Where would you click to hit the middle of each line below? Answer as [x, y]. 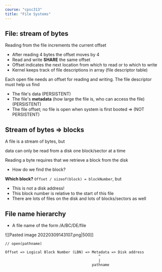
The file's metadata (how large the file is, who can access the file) [78, 99]
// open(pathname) [24, 243]
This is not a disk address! [38, 188]
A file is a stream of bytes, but [35, 141]
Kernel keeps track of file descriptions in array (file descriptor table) [80, 70]
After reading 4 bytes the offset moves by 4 [56, 55]
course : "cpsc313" [24, 9]
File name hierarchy [36, 214]
